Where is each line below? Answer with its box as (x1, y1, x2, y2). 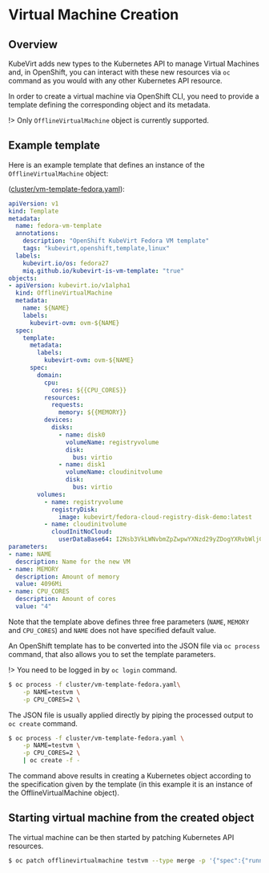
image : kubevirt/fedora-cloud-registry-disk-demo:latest (58, 513, 252, 521)
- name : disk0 (58, 431, 106, 439)
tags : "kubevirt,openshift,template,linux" (22, 245, 171, 253)
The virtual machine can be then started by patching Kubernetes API (8, 832, 235, 842)
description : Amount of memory (15, 572, 120, 581)
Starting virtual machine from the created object (8, 811, 255, 825)
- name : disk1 (58, 461, 106, 469)
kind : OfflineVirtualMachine (15, 289, 113, 298)
